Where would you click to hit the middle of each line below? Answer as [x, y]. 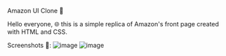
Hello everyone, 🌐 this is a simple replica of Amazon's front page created [113, 24]
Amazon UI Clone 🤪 [35, 11]
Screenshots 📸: [29, 45]
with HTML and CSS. [38, 32]
